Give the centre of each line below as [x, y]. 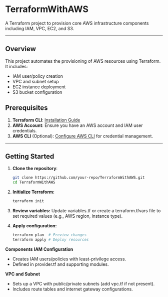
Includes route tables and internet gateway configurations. [73, 289]
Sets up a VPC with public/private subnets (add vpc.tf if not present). [83, 283]
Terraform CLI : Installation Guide [46, 120]
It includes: [16, 66]
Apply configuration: [34, 226]
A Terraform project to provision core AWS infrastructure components [77, 23]
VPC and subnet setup [35, 81]
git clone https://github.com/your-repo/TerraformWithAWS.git [78, 178]
